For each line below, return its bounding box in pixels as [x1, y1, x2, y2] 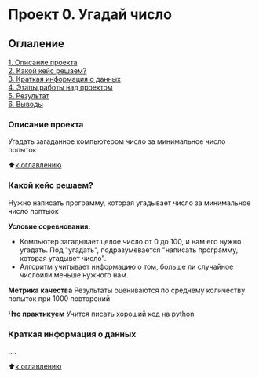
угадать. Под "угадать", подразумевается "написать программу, [19, 245, 239, 255]
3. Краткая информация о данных [8, 75, 122, 83]
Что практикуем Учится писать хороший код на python [8, 309, 195, 318]
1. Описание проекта [8, 57, 78, 67]
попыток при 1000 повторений [8, 293, 111, 303]
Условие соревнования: [8, 222, 91, 231]
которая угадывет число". [19, 253, 107, 262]
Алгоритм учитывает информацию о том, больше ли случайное [19, 262, 234, 271]
